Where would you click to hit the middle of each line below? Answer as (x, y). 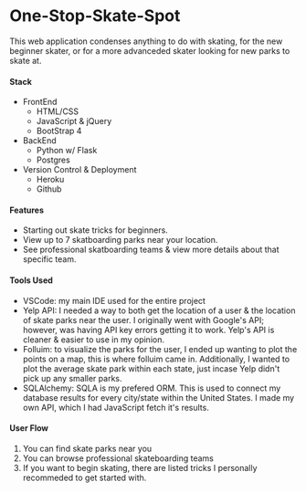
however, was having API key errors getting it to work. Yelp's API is (148, 330)
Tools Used (31, 280)
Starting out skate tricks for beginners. (95, 230)
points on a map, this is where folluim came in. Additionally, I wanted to (156, 359)
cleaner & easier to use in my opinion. (93, 340)
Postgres (53, 160)
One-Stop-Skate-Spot (95, 16)
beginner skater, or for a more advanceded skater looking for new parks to (150, 50)
